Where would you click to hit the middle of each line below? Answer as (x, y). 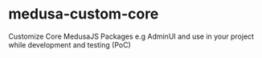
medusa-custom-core (84, 14)
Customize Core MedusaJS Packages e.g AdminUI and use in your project (131, 36)
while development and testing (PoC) (70, 44)
